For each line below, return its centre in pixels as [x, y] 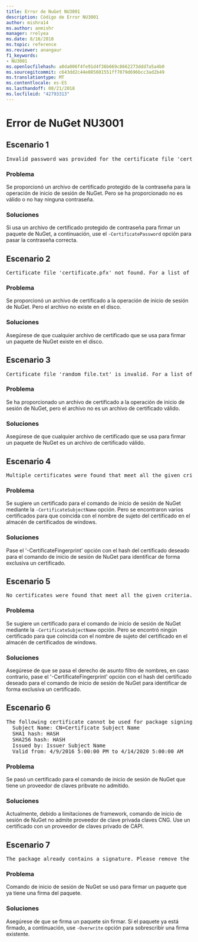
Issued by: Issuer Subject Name [59, 745]
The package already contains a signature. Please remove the [98, 859]
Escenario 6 [29, 708]
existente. [18, 934]
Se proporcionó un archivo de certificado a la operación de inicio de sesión [97, 301]
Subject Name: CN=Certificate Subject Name [76, 728]
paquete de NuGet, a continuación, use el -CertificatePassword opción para [99, 234]
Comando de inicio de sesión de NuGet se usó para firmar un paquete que [96, 887]
